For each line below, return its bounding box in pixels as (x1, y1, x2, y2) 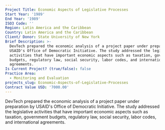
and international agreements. (5, 119, 66, 125)
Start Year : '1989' (5, 12, 45, 17)
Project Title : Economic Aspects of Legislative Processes (5, 7, 129, 12)
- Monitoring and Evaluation (9, 76, 69, 80)
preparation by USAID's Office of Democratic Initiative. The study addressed (5, 104, 160, 109)
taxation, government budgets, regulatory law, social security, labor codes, (5, 114, 157, 120)
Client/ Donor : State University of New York (5, 35, 100, 40)
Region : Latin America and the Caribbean (5, 26, 91, 30)
